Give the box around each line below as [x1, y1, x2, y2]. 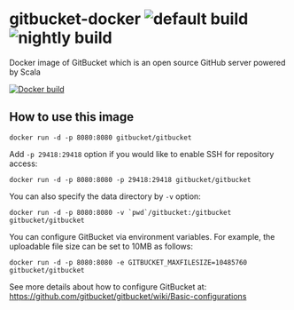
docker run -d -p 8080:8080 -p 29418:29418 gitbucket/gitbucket [9, 175, 251, 184]
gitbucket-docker [9, 9, 142, 29]
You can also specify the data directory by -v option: [9, 191, 201, 202]
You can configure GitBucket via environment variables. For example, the [9, 231, 275, 242]
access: [9, 158, 38, 169]
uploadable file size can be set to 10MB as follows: [9, 241, 193, 251]
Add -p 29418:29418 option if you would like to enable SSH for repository [9, 148, 275, 159]
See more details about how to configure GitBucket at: [9, 281, 207, 292]
